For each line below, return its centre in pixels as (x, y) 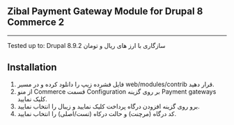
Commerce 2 (36, 23)
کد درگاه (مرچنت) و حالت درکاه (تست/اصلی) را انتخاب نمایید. (96, 113)
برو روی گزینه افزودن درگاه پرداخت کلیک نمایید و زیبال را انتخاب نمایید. (108, 106)
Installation (32, 68)
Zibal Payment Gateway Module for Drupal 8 (105, 11)
